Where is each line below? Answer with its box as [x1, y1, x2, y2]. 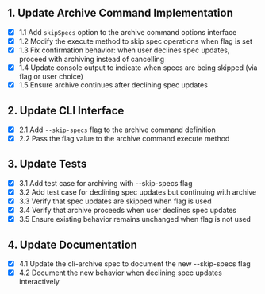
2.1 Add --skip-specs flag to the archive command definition [18, 125, 216, 134]
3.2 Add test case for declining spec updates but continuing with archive [18, 187, 257, 197]
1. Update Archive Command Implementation [7, 6, 233, 20]
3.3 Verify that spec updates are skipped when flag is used [18, 196, 212, 206]
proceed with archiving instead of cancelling [18, 55, 165, 64]
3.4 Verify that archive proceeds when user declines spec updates [18, 206, 237, 215]
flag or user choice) [18, 72, 84, 82]
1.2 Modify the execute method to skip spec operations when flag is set [18, 36, 253, 46]
